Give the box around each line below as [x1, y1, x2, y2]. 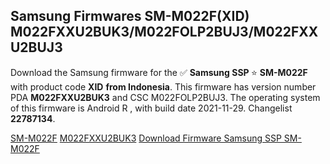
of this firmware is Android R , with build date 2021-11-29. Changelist [10, 102, 293, 114]
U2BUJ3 [10, 39, 63, 56]
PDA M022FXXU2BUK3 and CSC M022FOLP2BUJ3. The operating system [10, 91, 321, 103]
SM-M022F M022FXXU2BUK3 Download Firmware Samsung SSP [10, 132, 282, 144]
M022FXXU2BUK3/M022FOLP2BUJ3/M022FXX [10, 24, 319, 41]
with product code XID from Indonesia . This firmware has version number [10, 80, 317, 93]
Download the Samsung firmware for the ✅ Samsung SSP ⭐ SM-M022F [10, 66, 308, 78]
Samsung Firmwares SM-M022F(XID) [10, 8, 250, 25]
